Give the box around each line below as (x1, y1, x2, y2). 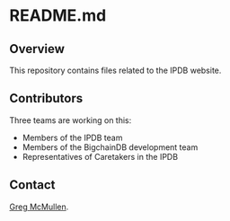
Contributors (9, 91, 84, 106)
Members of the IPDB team (22, 132, 123, 143)
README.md (9, 5, 107, 26)
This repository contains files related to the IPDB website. (9, 65, 222, 75)
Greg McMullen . (9, 201, 69, 212)
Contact (9, 177, 56, 193)
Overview (9, 41, 66, 57)
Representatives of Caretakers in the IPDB (22, 151, 178, 162)
